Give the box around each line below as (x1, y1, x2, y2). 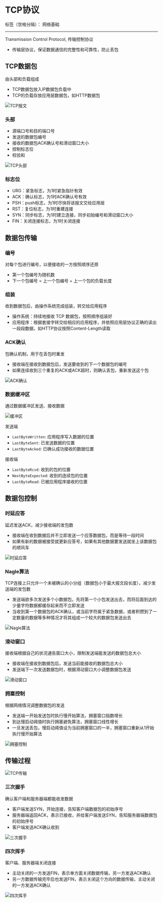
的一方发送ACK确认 (12, 882, 51, 888)
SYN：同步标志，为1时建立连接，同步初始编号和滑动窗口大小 (12, 212, 133, 218)
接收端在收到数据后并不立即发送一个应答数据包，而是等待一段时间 (12, 532, 144, 538)
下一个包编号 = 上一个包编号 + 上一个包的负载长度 (12, 278, 113, 284)
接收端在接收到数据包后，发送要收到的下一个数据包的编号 (12, 361, 127, 367)
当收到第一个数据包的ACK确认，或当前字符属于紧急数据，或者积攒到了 (12, 608, 153, 614)
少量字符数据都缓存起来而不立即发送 (12, 602, 85, 608)
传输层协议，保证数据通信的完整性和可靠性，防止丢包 (12, 47, 119, 52)
